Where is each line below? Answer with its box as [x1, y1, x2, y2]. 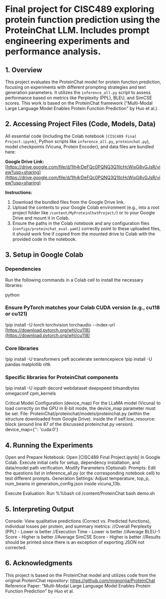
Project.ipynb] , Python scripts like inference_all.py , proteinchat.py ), [5, 138, 150, 144]
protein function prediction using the [5, 14, 161, 25]
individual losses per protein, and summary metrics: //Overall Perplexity [5, 523, 152, 529]
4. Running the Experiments [5, 441, 93, 449]
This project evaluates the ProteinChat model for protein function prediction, [5, 79, 162, 85]
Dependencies [5, 266, 41, 273]
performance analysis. [5, 46, 101, 57]
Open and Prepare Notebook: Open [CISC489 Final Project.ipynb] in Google [5, 454, 161, 460]
